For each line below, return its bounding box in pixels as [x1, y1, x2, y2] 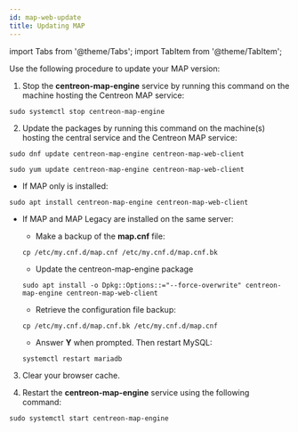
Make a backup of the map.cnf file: [35, 231, 165, 241]
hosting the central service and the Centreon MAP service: [21, 132, 238, 143]
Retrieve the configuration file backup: [35, 304, 176, 314]
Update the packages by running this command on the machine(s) [21, 122, 265, 134]
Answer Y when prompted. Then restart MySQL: [35, 337, 213, 347]
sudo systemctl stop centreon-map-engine [9, 107, 165, 116]
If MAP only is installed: [21, 180, 109, 192]
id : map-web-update [9, 12, 82, 22]
